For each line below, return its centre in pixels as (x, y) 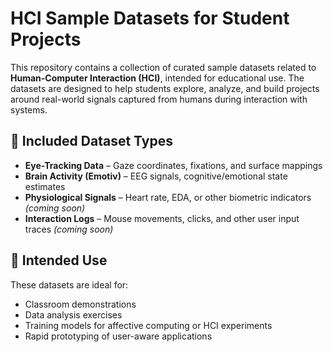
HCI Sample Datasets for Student (150, 18)
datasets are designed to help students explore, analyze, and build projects (165, 88)
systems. (29, 109)
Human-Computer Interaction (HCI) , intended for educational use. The (157, 78)
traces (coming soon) (69, 229)
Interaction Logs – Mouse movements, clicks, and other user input (162, 218)
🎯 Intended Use (59, 260)
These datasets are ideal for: (69, 284)
